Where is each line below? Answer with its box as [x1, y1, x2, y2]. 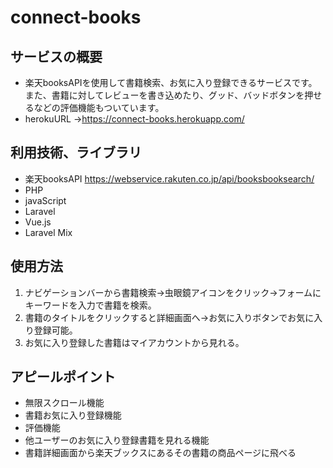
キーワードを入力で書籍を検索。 [24, 299, 157, 311]
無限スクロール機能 [24, 397, 105, 409]
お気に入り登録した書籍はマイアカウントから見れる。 [24, 336, 245, 348]
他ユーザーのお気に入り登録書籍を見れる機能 [24, 434, 210, 446]
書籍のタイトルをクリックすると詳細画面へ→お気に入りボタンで [24, 311, 288, 323]
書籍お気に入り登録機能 [24, 409, 122, 421]
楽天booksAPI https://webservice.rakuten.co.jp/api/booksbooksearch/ [24, 172, 315, 185]
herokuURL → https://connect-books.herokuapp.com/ [24, 113, 245, 125]
